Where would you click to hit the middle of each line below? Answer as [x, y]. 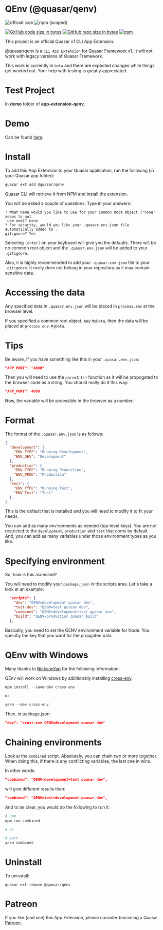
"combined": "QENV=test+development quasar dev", [56, 798]
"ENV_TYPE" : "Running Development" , [51, 452]
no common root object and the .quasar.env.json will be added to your [76, 248]
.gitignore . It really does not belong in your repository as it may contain [77, 267]
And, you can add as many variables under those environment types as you [81, 536]
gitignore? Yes [20, 233]
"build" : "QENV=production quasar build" [56, 616]
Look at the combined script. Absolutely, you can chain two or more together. [81, 756]
